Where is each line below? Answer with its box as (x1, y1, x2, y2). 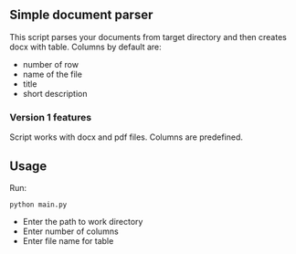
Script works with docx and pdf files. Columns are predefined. (9, 132, 244, 143)
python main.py (9, 200, 68, 209)
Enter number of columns (22, 226, 119, 237)
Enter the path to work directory (22, 216, 143, 227)
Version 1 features (9, 111, 92, 123)
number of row (22, 58, 79, 69)
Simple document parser (9, 7, 153, 23)
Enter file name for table (22, 235, 114, 246)
